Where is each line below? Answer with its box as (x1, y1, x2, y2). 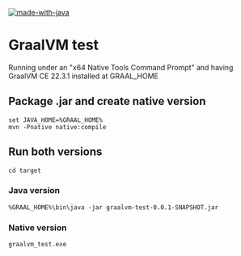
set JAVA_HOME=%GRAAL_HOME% (8, 115, 104, 124)
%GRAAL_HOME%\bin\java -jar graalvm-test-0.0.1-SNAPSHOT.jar (8, 203, 219, 212)
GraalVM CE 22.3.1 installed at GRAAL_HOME (8, 71, 159, 81)
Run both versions (8, 145, 103, 159)
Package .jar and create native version (8, 94, 206, 108)
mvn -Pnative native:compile (8, 123, 107, 131)
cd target (8, 166, 42, 174)
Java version (8, 185, 61, 196)
